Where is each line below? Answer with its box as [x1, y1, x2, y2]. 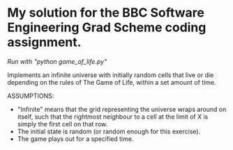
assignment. [7, 35, 82, 50]
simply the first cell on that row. [17, 119, 108, 128]
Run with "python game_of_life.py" [7, 57, 107, 65]
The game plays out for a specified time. [17, 134, 134, 143]
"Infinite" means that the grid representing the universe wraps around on [17, 105, 227, 113]
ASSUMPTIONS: [7, 92, 54, 100]
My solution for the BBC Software [7, 5, 204, 21]
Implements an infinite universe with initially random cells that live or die [7, 71, 214, 79]
